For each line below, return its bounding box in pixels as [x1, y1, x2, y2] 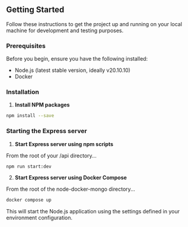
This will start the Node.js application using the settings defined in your [6, 208, 180, 215]
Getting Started [6, 5, 65, 15]
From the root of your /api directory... [6, 152, 97, 159]
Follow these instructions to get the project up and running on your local [6, 20, 183, 27]
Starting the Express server [6, 127, 87, 135]
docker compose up [6, 197, 52, 203]
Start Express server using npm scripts [14, 140, 114, 147]
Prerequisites [6, 42, 46, 50]
